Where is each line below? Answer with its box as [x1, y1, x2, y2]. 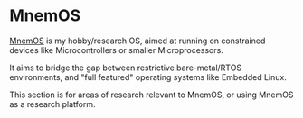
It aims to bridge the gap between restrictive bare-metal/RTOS [9, 62, 242, 73]
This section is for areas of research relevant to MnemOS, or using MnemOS [9, 89, 294, 100]
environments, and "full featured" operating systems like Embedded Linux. [9, 71, 287, 82]
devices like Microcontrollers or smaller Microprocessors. [9, 44, 223, 55]
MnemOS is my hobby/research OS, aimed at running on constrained [9, 35, 266, 46]
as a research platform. [9, 98, 97, 109]
